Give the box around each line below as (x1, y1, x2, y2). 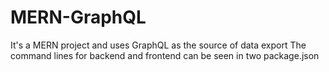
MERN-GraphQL (10, 6, 147, 29)
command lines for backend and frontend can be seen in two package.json (10, 49, 320, 61)
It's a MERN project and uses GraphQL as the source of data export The (10, 39, 307, 51)
